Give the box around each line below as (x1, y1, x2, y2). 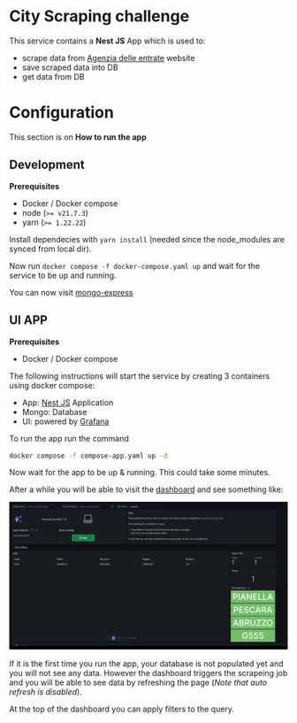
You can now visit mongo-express (9, 287, 134, 297)
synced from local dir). (9, 243, 92, 254)
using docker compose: (9, 380, 95, 390)
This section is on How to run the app (9, 131, 148, 142)
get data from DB (21, 71, 86, 81)
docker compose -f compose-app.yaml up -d (9, 451, 168, 460)
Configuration (9, 103, 115, 123)
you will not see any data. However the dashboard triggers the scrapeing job (9, 668, 288, 679)
